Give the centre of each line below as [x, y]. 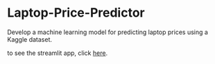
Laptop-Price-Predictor [76, 13]
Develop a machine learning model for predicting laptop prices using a [108, 32]
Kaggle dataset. [30, 39]
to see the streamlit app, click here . [58, 53]
